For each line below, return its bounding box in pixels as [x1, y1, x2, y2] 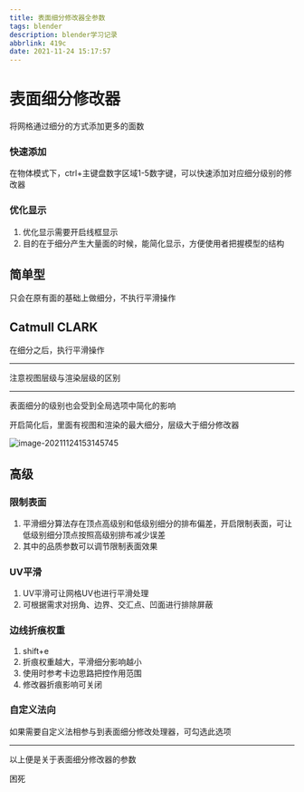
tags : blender [9, 22, 63, 31]
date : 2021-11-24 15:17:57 [9, 47, 111, 56]
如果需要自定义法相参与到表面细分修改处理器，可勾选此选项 [9, 726, 232, 737]
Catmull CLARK [9, 319, 98, 335]
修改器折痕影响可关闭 [22, 679, 102, 689]
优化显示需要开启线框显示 [22, 226, 119, 237]
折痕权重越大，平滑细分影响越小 [22, 656, 142, 667]
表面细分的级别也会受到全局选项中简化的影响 [9, 400, 176, 411]
